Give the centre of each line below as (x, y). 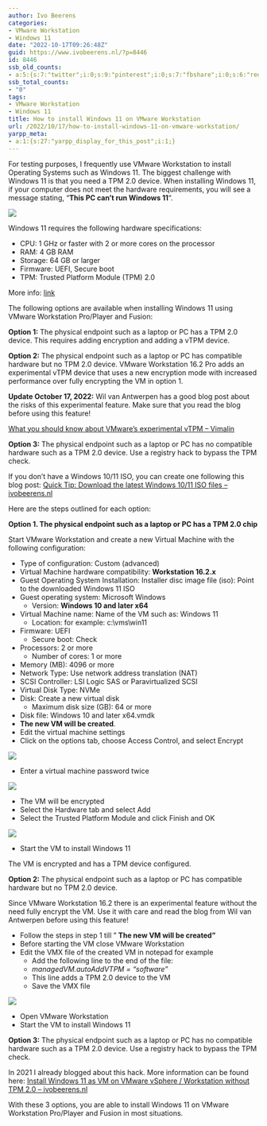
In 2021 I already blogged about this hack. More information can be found (128, 1072)
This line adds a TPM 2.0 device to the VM (101, 977)
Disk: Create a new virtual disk (70, 698)
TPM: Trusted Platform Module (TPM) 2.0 (87, 277)
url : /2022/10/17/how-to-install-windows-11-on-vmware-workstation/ (124, 126)
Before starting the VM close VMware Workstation (102, 943)
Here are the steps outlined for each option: (79, 509)
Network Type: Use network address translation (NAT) (108, 673)
